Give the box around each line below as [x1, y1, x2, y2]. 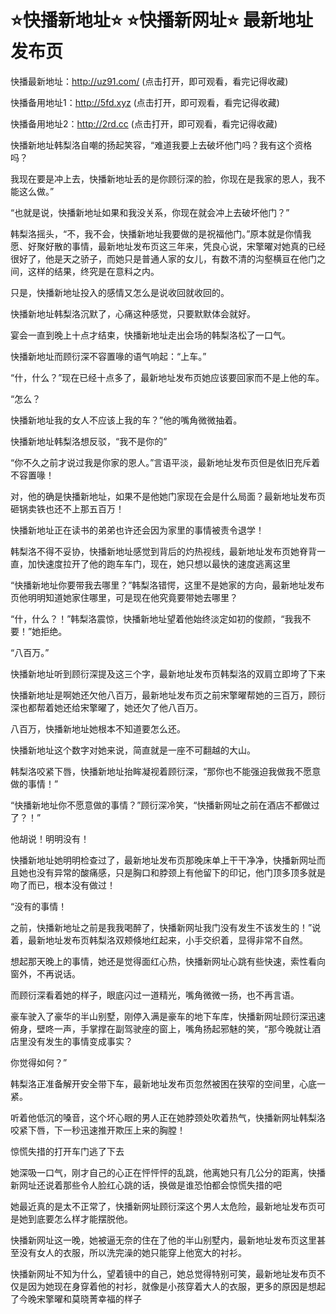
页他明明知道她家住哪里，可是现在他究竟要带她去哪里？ [10, 591, 238, 603]
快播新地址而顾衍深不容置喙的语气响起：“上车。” [10, 350, 207, 362]
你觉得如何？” [10, 1056, 68, 1068]
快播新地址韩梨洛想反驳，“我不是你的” [10, 435, 168, 447]
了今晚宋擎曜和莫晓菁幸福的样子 [10, 1292, 142, 1305]
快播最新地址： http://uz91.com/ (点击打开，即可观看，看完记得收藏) [10, 75, 289, 87]
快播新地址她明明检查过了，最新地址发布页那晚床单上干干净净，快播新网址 [10, 854, 317, 866]
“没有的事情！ [10, 900, 68, 912]
